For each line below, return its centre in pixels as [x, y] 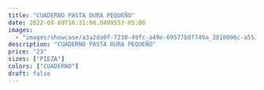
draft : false [29, 74]
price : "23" [27, 52]
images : [21, 30]
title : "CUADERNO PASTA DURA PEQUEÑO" [71, 15]
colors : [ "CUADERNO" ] [44, 67]
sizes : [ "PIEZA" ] [37, 59]
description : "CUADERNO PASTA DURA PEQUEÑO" [82, 45]
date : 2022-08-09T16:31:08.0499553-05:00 [77, 23]
